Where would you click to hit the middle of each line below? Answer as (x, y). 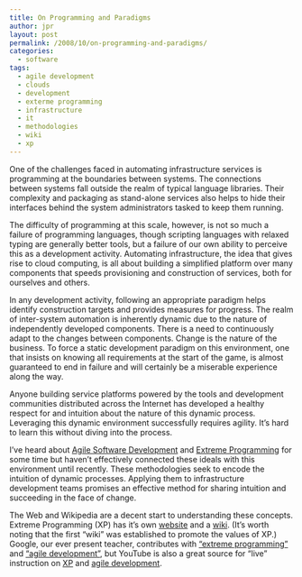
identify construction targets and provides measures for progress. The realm (151, 309)
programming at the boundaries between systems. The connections (135, 179)
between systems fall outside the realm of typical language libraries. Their (147, 188)
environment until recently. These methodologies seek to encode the (137, 469)
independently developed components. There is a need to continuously (142, 328)
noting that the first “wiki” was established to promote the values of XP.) (143, 534)
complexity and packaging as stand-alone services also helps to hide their (147, 197)
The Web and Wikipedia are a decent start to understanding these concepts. (151, 515)
